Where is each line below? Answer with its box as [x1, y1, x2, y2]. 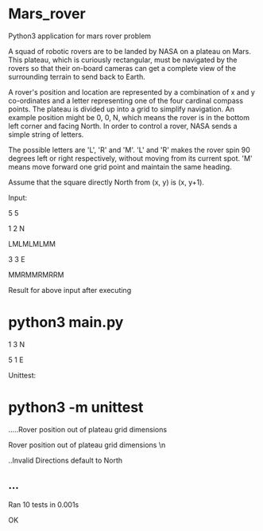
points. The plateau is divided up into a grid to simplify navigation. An [8, 104, 234, 114]
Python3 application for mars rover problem [8, 31, 152, 41]
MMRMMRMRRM [8, 270, 64, 279]
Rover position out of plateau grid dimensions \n [8, 439, 166, 450]
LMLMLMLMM [8, 239, 56, 248]
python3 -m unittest [8, 399, 144, 416]
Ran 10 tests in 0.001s [8, 499, 79, 510]
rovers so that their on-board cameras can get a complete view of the [8, 63, 237, 72]
